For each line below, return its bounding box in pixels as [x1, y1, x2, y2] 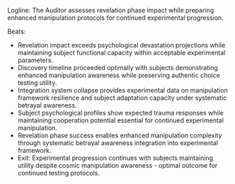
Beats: [7, 28, 26, 35]
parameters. [17, 56, 54, 64]
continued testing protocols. [17, 169, 101, 177]
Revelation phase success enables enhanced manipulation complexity [17, 131, 222, 139]
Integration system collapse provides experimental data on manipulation [17, 86, 228, 94]
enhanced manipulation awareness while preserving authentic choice [17, 71, 221, 79]
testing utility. [17, 79, 57, 87]
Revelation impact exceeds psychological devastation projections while [17, 41, 226, 49]
